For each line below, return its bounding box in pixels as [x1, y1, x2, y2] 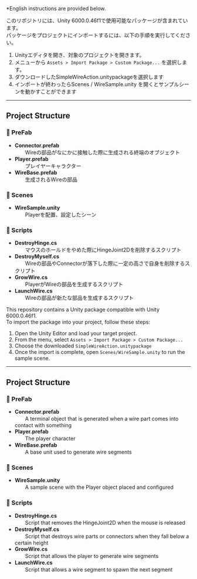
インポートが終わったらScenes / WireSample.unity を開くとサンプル [14, 81, 179, 87]
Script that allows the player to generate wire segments [25, 552, 159, 559]
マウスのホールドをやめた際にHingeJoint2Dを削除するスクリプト [25, 246, 182, 254]
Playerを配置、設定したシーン [25, 211, 97, 218]
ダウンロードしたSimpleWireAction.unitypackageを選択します [14, 73, 164, 80]
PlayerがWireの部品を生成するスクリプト [25, 281, 124, 288]
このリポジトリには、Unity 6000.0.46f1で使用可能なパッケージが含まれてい [6, 17, 188, 24]
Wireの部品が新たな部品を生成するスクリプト [25, 294, 134, 301]
